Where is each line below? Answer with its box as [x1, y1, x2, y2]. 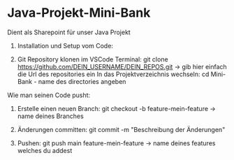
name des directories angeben [38, 77, 126, 85]
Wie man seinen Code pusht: [7, 91, 91, 99]
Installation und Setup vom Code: [17, 41, 114, 50]
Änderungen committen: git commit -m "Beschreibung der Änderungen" [17, 125, 226, 133]
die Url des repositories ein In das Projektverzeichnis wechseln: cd [17, 70, 210, 78]
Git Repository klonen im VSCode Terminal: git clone [17, 54, 169, 64]
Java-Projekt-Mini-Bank [7, 5, 151, 21]
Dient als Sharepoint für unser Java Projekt [7, 28, 131, 36]
